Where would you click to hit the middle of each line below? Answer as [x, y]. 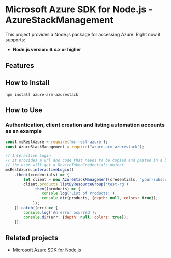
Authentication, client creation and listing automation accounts [85, 125]
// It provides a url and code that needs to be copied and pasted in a [84, 161]
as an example [23, 131]
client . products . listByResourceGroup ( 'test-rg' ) [76, 184]
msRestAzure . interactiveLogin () [39, 170]
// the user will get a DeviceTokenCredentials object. [66, 165]
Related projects [32, 238]
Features [20, 65]
